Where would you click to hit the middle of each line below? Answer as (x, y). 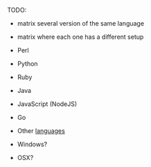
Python (27, 64)
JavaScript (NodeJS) (47, 104)
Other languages (41, 131)
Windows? (32, 144)
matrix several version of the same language (80, 23)
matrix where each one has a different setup (80, 37)
